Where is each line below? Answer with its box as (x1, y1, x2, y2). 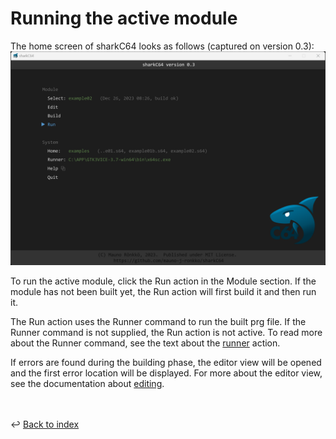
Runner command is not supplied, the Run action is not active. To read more (10, 326, 323, 338)
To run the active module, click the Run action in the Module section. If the (10, 275, 317, 287)
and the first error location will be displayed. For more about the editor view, (10, 367, 323, 379)
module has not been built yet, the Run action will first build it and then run (10, 285, 317, 297)
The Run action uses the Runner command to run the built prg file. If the (10, 315, 307, 327)
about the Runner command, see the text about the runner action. (10, 337, 281, 349)
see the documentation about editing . (10, 377, 165, 389)
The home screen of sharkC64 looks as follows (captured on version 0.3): (10, 40, 315, 52)
